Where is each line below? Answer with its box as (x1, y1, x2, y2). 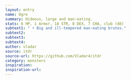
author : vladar (5, 44, 37, 49)
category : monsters (5, 58, 46, 63)
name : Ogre (5, 12, 28, 17)
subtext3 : (5, 35, 26, 40)
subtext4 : (5, 40, 26, 45)
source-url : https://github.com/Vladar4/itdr (5, 53, 101, 59)
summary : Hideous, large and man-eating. (5, 16, 93, 21)
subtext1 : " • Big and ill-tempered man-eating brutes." (5, 26, 126, 31)
